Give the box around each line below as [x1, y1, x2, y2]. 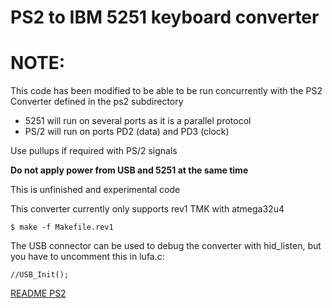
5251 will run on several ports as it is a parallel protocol [24, 115, 252, 127]
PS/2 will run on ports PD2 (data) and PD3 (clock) [24, 126, 230, 138]
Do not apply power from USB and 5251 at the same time [10, 164, 249, 176]
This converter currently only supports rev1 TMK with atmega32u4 [10, 203, 285, 215]
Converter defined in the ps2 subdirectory [10, 96, 184, 108]
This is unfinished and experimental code [10, 184, 181, 196]
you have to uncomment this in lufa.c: [10, 251, 165, 263]
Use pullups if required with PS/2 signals [10, 145, 178, 157]
